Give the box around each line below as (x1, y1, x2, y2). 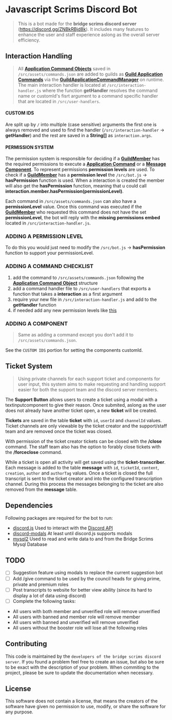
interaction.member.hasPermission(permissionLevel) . (5, 188, 124, 195)
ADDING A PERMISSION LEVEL (5, 233, 83, 240)
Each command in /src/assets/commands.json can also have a (5, 198, 137, 204)
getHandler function (12, 301, 56, 308)
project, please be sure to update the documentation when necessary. (5, 669, 154, 676)
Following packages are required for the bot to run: (5, 515, 113, 521)
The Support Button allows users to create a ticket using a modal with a (5, 396, 158, 403)
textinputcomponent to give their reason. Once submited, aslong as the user (5, 402, 167, 408)
